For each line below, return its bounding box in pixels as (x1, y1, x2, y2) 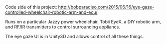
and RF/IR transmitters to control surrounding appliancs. (5, 24, 121, 30)
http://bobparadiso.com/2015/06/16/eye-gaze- (58, 4, 155, 10)
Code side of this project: (5, 4, 57, 10)
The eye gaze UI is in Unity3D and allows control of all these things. (5, 34, 144, 39)
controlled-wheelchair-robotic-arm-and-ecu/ (5, 9, 98, 15)
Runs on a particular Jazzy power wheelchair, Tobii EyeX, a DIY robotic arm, (5, 19, 161, 24)
